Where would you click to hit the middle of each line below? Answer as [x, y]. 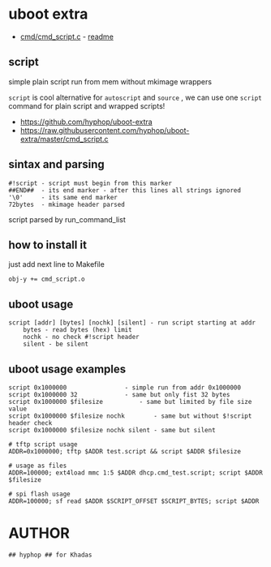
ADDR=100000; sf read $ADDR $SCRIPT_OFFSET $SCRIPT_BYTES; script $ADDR [134, 501]
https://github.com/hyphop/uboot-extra [86, 122]
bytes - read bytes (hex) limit [77, 330]
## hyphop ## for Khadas [50, 555]
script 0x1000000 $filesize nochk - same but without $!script [130, 416]
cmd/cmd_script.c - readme [67, 37]
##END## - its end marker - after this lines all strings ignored [125, 190]
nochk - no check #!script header [81, 337]
